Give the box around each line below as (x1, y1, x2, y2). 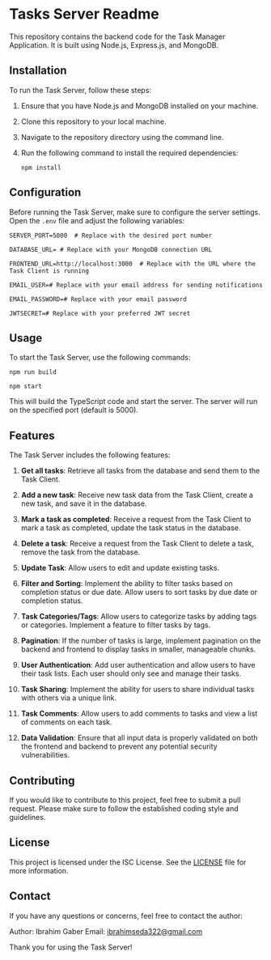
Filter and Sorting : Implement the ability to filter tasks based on (20, 579, 233, 588)
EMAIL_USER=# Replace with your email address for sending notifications (9, 281, 264, 289)
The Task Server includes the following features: (9, 450, 171, 460)
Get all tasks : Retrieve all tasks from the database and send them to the (20, 466, 260, 476)
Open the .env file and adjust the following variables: (9, 215, 185, 225)
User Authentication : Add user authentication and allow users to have (20, 661, 256, 670)
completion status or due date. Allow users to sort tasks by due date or (20, 588, 258, 597)
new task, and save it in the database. (20, 499, 147, 508)
